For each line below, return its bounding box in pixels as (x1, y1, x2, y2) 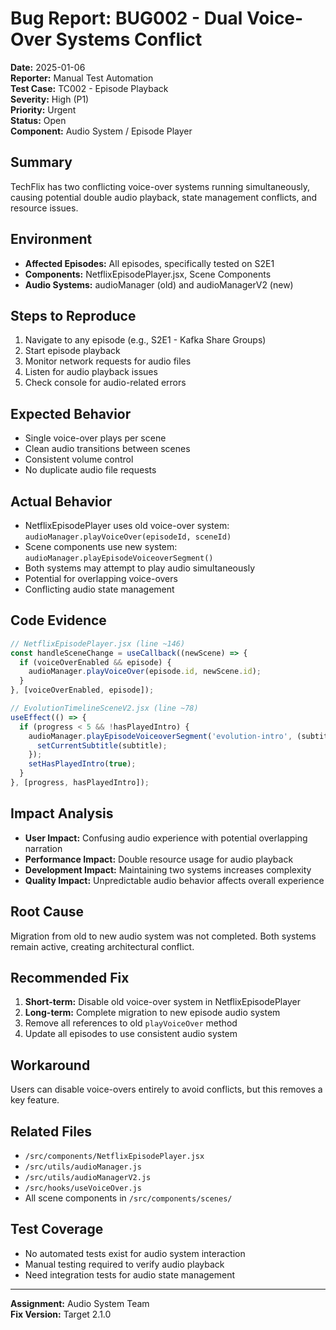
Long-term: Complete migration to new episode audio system (24, 1007, 281, 1019)
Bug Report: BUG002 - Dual (10, 7, 243, 30)
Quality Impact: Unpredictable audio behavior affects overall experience (24, 874, 325, 886)
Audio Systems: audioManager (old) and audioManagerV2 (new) (24, 278, 294, 291)
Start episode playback (24, 345, 121, 357)
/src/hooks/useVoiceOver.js (24, 1183, 142, 1193)
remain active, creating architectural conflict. (10, 940, 195, 952)
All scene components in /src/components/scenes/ (24, 1192, 233, 1204)
